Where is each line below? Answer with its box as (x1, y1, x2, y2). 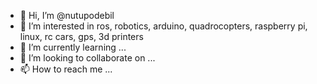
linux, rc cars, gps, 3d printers (19, 31, 144, 42)
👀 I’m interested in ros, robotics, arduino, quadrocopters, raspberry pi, (19, 20, 308, 32)
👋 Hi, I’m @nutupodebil (19, 10, 115, 21)
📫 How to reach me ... (19, 63, 113, 75)
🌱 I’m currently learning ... (19, 41, 127, 53)
